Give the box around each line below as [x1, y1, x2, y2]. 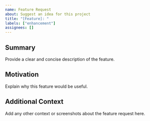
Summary [5, 43, 36, 52]
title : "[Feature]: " [5, 16, 49, 21]
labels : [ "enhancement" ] [5, 20, 56, 26]
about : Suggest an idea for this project [5, 12, 91, 17]
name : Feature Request [5, 7, 51, 12]
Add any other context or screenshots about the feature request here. [5, 110, 146, 116]
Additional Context [5, 98, 64, 106]
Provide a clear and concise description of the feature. [5, 56, 115, 62]
